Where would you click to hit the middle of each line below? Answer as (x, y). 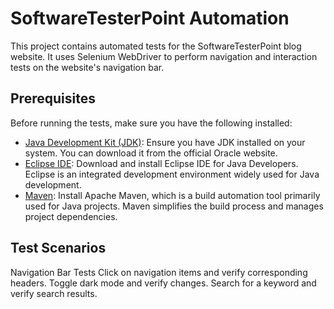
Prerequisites (53, 98)
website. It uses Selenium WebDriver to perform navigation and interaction (164, 56)
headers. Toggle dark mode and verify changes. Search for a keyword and (163, 283)
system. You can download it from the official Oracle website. (151, 153)
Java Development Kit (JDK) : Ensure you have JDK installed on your (165, 142)
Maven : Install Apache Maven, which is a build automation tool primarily (172, 195)
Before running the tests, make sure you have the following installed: (151, 123)
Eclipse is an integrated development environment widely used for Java (172, 174)
